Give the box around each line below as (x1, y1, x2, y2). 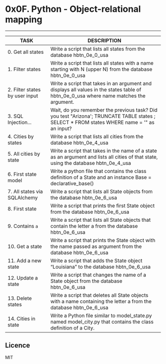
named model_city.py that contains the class (50, 318, 154, 325)
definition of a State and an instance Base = (50, 174, 152, 181)
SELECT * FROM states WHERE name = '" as (50, 119, 155, 125)
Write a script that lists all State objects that (50, 216, 151, 223)
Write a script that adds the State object (50, 257, 143, 264)
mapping (5, 14, 42, 25)
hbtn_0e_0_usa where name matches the (50, 92, 146, 99)
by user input (7, 92, 39, 99)
